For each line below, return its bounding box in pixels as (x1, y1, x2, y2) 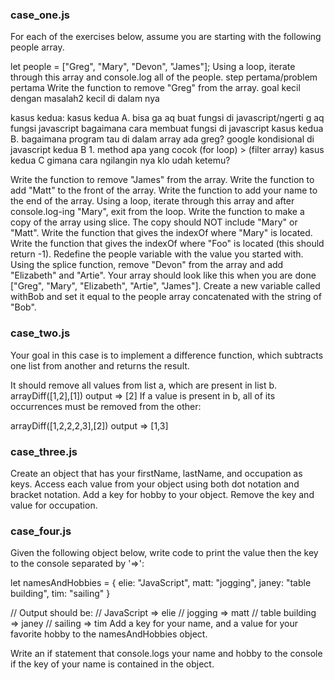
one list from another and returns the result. (10, 359, 190, 372)
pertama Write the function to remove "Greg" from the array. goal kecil (10, 82, 301, 94)
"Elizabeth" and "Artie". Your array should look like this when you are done (10, 269, 317, 282)
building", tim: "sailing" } (10, 588, 111, 600)
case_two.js (10, 326, 71, 340)
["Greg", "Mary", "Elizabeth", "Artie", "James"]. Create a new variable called (10, 280, 321, 292)
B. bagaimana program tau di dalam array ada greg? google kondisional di (10, 133, 315, 145)
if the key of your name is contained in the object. (10, 658, 215, 670)
